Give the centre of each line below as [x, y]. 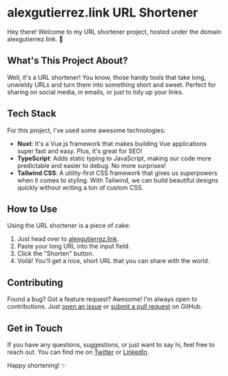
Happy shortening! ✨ [37, 365]
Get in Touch [35, 328]
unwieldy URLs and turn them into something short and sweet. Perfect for [112, 85]
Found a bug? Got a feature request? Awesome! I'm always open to [102, 299]
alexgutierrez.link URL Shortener [103, 13]
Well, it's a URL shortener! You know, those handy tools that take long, [107, 77]
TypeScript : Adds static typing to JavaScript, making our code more [114, 158]
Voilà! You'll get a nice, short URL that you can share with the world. [113, 261]
